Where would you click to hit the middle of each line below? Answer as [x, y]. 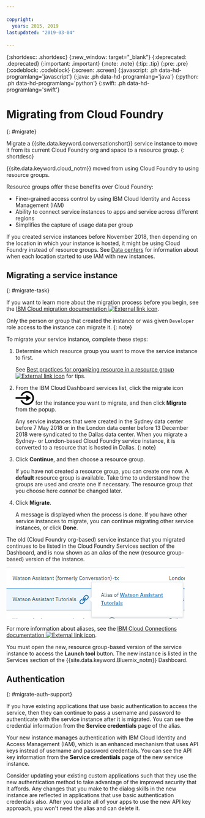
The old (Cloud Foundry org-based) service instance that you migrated [96, 539]
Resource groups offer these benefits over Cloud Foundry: [80, 187]
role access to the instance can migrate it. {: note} [69, 327]
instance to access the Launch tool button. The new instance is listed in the [102, 653]
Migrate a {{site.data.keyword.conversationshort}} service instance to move [102, 144]
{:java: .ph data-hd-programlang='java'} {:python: [136, 77]
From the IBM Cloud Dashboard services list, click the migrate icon [99, 388]
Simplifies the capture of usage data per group [74, 225]
